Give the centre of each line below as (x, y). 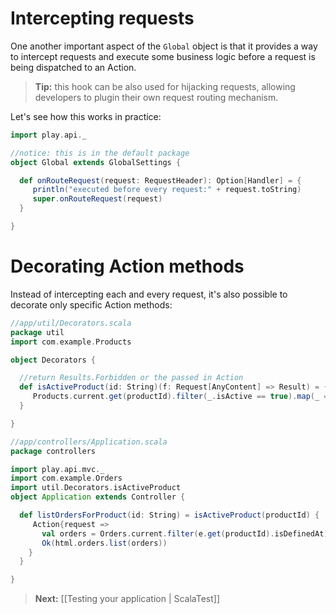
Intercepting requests (102, 18)
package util (37, 332)
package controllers (53, 451)
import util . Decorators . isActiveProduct (96, 488)
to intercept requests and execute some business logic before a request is (163, 56)
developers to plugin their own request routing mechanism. (156, 97)
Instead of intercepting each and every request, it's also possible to (149, 294)
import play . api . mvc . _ (57, 469)
